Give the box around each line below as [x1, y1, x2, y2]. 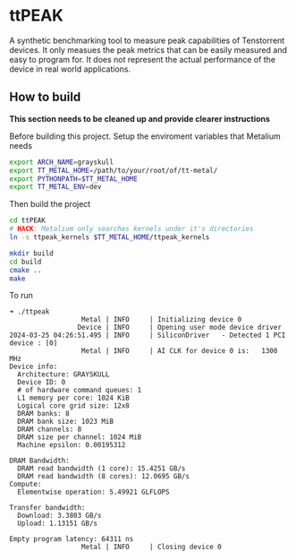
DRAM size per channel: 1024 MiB [17, 433, 142, 442]
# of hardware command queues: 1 [17, 386, 142, 395]
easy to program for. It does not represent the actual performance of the [9, 54, 275, 65]
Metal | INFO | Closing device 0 [80, 543, 222, 552]
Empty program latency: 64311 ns [9, 535, 134, 544]
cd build [9, 257, 42, 266]
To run [9, 290, 34, 301]
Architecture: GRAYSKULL [17, 370, 110, 379]
